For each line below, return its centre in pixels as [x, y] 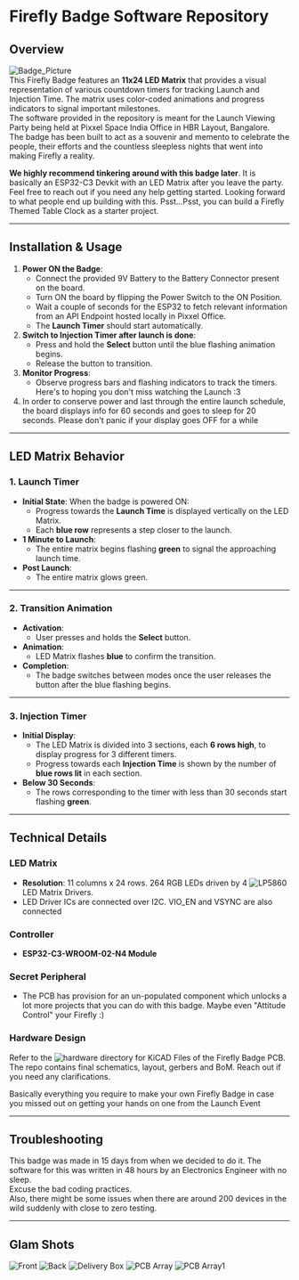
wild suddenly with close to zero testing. [83, 1208]
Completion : [45, 665]
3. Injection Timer [48, 716]
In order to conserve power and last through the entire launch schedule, [154, 401]
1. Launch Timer [44, 482]
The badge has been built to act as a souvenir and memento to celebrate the [149, 137]
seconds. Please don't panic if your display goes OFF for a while [140, 420]
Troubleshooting [57, 1140]
